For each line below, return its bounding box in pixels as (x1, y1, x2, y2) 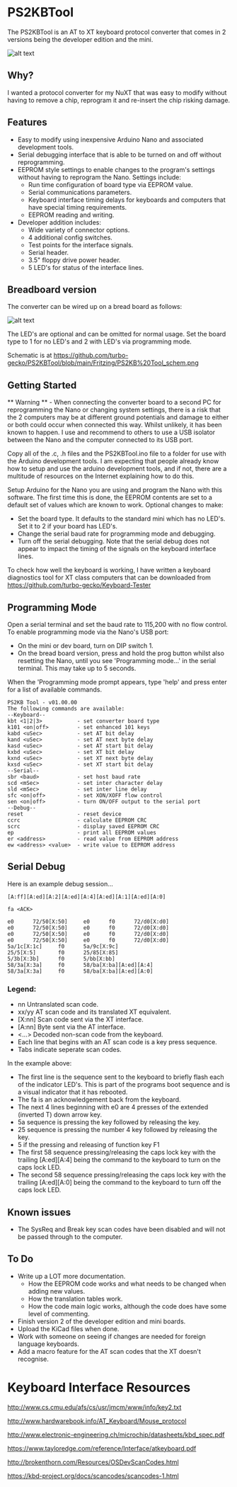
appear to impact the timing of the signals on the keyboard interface (17, 545, 216, 553)
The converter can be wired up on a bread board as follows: (7, 303, 183, 311)
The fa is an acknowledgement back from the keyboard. (17, 1095, 182, 1104)
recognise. (17, 1355, 50, 1363)
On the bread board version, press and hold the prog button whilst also (17, 649, 225, 657)
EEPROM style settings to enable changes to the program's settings (17, 165, 216, 174)
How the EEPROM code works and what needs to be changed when (28, 1279, 226, 1288)
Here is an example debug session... (7, 879, 113, 888)
